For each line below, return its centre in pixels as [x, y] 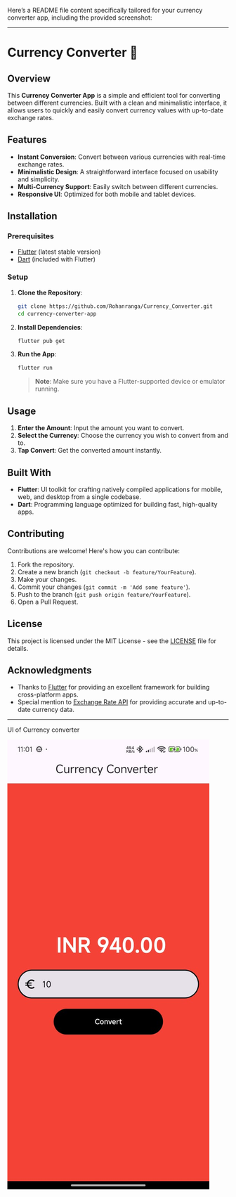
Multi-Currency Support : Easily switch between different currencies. [118, 186]
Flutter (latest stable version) [59, 252]
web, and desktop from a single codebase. [79, 497]
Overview [29, 78]
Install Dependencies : [50, 327]
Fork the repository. [46, 564]
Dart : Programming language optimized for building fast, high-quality [117, 504]
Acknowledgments [50, 670]
